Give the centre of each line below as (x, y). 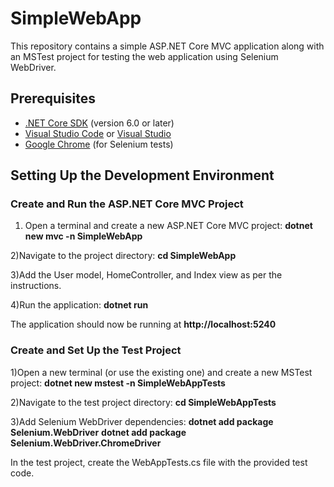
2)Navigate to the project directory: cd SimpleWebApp (123, 256)
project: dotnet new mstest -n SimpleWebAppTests (118, 383)
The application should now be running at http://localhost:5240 (143, 324)
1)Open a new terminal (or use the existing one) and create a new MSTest (161, 372)
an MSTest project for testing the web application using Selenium (144, 56)
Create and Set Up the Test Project (96, 350)
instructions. (36, 286)
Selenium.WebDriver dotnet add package (98, 432)
